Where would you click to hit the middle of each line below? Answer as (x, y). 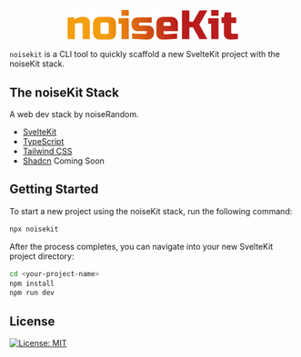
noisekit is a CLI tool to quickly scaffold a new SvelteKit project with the (145, 55)
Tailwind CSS (47, 151)
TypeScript (43, 141)
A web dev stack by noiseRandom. (74, 114)
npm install (32, 283)
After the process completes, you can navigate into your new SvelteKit (141, 246)
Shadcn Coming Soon (63, 161)
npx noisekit (34, 229)
